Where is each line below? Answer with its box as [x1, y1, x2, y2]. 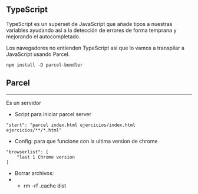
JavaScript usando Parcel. [6, 50, 70, 58]
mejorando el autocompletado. [6, 32, 81, 40]
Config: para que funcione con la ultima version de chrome [14, 137, 158, 144]
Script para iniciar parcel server [14, 110, 91, 117]
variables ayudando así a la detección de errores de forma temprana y [6, 27, 177, 34]
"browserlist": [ [6, 149, 49, 155]
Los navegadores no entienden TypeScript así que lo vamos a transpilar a [6, 44, 184, 51]
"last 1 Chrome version [16, 154, 75, 160]
